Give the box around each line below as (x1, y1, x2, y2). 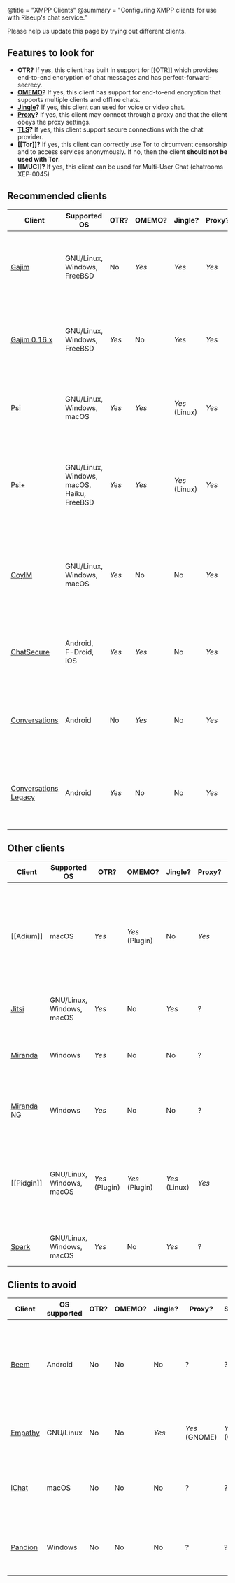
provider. (17, 132, 43, 141)
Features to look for (7, 47, 94, 59)
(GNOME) (185, 1433, 218, 1442)
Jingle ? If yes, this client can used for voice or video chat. (17, 103, 185, 111)
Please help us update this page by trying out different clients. (7, 27, 187, 35)
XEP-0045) (17, 169, 50, 178)
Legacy (10, 792, 35, 802)
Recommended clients (7, 190, 107, 202)
